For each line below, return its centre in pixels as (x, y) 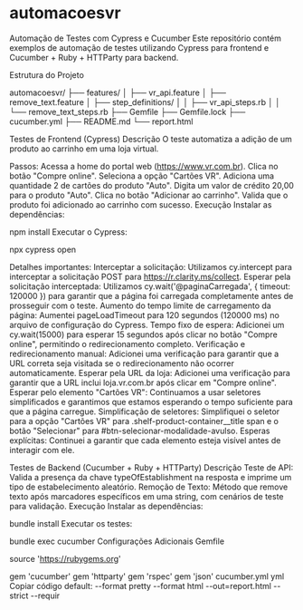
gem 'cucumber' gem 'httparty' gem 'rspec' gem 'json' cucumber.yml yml (147, 576)
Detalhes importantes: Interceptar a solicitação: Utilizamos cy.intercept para (151, 266)
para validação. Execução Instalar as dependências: (106, 506)
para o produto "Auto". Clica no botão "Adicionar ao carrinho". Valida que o (149, 195)
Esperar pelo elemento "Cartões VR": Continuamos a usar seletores (135, 392)
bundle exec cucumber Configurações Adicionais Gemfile (117, 541)
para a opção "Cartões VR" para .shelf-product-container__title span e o (144, 421)
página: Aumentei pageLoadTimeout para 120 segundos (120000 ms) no (145, 315)
